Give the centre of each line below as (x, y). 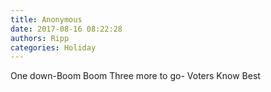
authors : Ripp (40, 38)
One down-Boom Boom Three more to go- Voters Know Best (135, 76)
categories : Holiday (53, 47)
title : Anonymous (46, 19)
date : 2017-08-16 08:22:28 (66, 29)
